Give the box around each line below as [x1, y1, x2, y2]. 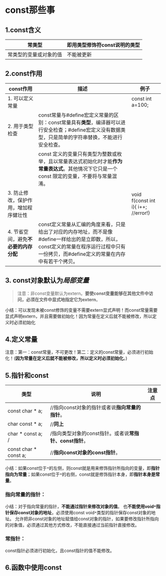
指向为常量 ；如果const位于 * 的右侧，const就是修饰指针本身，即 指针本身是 [5, 471, 156, 477]
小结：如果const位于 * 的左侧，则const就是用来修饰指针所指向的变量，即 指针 [5, 465, 160, 471]
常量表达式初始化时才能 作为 [58, 158, 123, 165]
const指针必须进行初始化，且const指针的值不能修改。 [5, 547, 115, 553]
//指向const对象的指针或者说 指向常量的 [50, 404, 141, 411]
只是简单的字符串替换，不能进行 [48, 134, 123, 141]
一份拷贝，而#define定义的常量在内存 [38, 250, 126, 257]
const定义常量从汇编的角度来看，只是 [38, 221, 126, 228]
